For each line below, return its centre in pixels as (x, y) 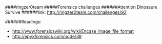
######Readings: (23, 22)
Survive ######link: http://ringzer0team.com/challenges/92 (66, 12)
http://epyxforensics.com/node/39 (47, 36)
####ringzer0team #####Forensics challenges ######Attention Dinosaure (81, 7)
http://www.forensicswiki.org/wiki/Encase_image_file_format (73, 31)
